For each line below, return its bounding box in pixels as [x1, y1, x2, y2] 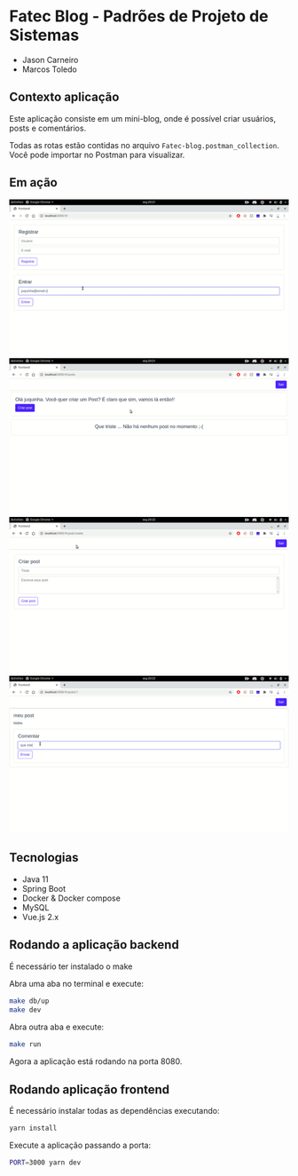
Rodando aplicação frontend [9, 1082, 170, 1097]
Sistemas [9, 25, 80, 45]
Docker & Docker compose [21, 893, 122, 903]
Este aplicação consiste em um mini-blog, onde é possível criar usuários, [9, 113, 277, 123]
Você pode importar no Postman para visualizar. [9, 149, 185, 160]
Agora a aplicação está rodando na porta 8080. [9, 1056, 183, 1067]
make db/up [9, 997, 50, 1005]
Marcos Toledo [21, 64, 77, 75]
